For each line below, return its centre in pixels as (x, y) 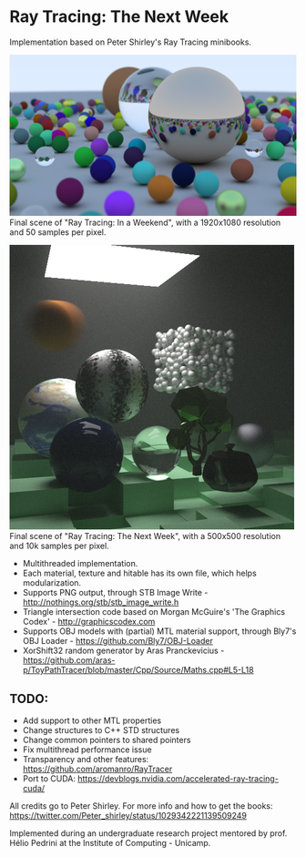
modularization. (52, 583)
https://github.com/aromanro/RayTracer (97, 769)
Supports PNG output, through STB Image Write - (115, 593)
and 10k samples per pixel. (59, 546)
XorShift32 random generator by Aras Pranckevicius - (123, 651)
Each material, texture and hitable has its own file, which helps (139, 573)
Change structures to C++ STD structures (101, 730)
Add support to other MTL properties (92, 720)
